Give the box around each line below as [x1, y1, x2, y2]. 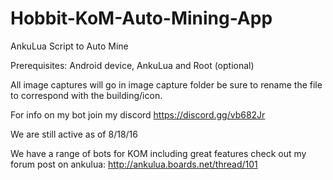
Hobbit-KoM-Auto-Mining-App [10, 7, 273, 30]
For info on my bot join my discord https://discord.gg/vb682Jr [10, 108, 266, 121]
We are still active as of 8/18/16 [10, 128, 138, 140]
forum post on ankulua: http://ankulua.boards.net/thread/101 [10, 158, 258, 170]
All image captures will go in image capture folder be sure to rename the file [10, 78, 323, 91]
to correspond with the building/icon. [10, 89, 163, 101]
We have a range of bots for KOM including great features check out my [10, 147, 307, 159]
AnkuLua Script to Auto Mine [10, 40, 129, 52]
